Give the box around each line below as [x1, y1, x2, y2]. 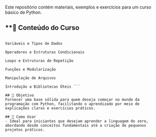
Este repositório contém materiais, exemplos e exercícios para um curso [5, 4, 152, 10]
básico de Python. [5, 9, 42, 15]
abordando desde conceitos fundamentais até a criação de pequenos [5, 123, 147, 128]
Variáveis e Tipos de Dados [5, 41, 63, 46]
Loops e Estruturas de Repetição [5, 58, 74, 63]
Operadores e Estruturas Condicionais [5, 49, 85, 55]
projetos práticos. [5, 127, 45, 132]
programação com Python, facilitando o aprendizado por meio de [5, 101, 140, 106]
